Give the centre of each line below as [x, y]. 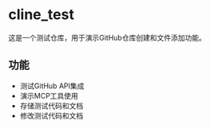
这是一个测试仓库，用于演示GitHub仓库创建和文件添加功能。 [107, 37]
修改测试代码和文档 [52, 115]
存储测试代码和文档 [52, 106]
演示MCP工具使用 [49, 95]
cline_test [41, 15]
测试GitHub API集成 [52, 86]
